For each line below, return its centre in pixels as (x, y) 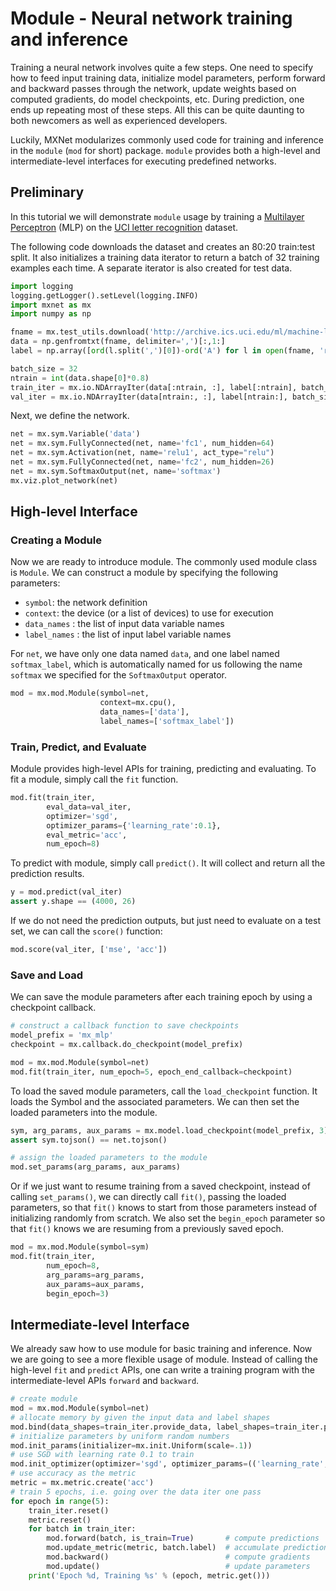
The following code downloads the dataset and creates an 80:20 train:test (162, 246)
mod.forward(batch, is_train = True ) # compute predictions (183, 1538)
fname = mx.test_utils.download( (80, 332)
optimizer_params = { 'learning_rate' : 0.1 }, (134, 825)
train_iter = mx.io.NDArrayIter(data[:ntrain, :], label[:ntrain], (154, 387)
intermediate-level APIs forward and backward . (105, 1381)
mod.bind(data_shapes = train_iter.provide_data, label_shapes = (142, 1427)
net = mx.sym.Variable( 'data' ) (75, 434)
